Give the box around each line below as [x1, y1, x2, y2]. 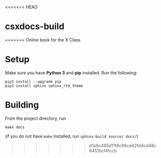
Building [5, 100, 39, 111]
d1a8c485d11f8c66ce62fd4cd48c [89, 143, 157, 148]
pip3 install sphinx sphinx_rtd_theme [5, 83, 83, 88]
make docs [5, 125, 25, 129]
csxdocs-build [5, 21, 64, 32]
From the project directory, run [5, 115, 66, 121]
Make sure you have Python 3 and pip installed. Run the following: [5, 70, 138, 75]
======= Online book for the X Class [5, 37, 81, 43]
